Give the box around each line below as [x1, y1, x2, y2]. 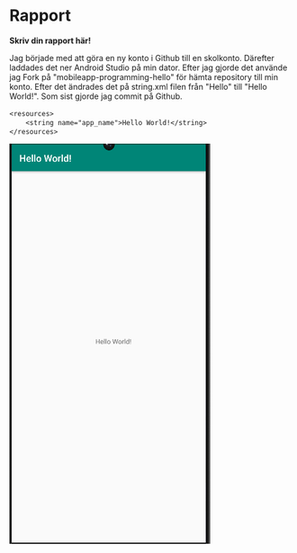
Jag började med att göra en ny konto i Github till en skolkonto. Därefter [9, 52, 274, 63]
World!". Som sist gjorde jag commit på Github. [9, 91, 183, 102]
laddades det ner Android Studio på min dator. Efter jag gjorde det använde [9, 62, 288, 73]
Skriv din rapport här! [9, 35, 92, 46]
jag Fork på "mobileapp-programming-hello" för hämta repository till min [9, 71, 279, 82]
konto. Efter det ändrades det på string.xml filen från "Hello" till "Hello [9, 81, 267, 92]
